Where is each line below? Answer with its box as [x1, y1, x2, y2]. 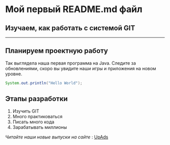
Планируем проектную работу [5, 46, 108, 55]
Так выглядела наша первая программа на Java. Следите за [5, 60, 136, 66]
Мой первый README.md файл [5, 4, 143, 15]
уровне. [5, 71, 23, 77]
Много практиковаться [12, 113, 63, 119]
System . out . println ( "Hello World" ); [5, 80, 82, 85]
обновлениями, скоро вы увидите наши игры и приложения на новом [5, 65, 156, 71]
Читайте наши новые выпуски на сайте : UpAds [5, 134, 109, 140]
